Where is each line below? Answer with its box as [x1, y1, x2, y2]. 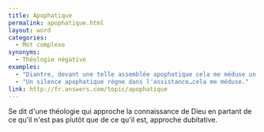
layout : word [8, 26, 51, 34]
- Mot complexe [15, 41, 66, 49]
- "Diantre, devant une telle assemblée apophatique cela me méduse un [15, 70, 257, 78]
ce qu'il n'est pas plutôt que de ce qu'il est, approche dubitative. [8, 115, 218, 125]
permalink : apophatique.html [8, 19, 104, 27]
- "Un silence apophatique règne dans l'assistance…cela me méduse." [15, 77, 249, 85]
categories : [8, 33, 47, 42]
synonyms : [8, 48, 41, 56]
